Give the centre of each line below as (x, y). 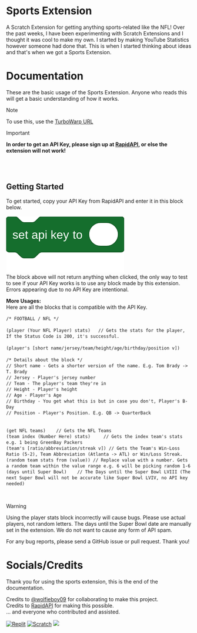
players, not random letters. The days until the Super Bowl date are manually (99, 523)
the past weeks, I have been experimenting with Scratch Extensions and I (95, 33)
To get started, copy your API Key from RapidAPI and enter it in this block (95, 201)
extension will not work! (36, 150)
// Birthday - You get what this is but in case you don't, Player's (93, 401)
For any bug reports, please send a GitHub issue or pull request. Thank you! (98, 541)
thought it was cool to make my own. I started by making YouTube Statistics (98, 39)
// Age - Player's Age (34, 395)
